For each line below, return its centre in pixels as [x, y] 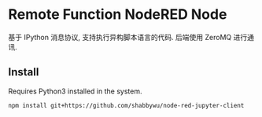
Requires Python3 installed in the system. [75, 91]
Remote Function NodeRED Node [118, 15]
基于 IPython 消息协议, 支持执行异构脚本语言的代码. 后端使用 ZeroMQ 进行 [128, 37]
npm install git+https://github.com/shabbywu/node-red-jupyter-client [126, 105]
